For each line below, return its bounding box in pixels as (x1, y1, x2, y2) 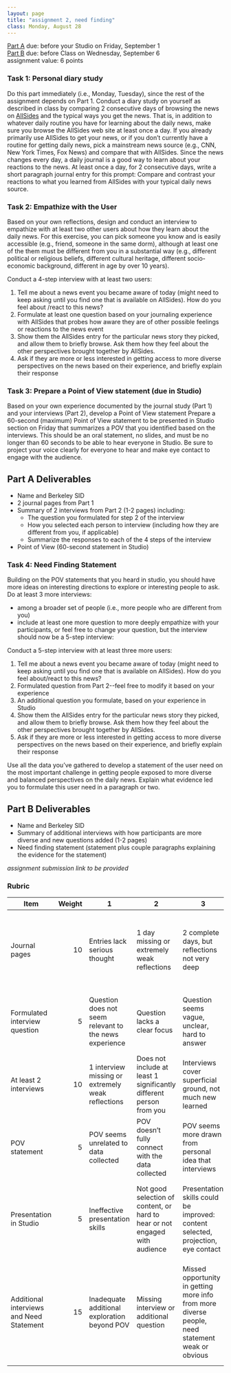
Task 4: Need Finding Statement (7, 560, 117, 569)
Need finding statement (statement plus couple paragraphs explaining (16, 843, 216, 852)
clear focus (136, 1025, 173, 1035)
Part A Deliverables (7, 473, 91, 485)
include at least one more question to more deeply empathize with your (16, 618, 219, 626)
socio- (187, 254, 206, 262)
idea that (182, 1156, 211, 1165)
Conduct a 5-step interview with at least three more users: (7, 646, 173, 655)
